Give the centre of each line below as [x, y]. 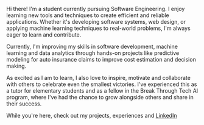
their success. [24, 104]
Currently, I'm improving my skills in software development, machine [92, 46]
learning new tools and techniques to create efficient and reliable [88, 15]
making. [16, 66]
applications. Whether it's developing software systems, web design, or [96, 22]
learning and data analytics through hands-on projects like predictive [93, 53]
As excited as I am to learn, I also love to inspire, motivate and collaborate [98, 78]
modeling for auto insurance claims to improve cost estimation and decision [101, 59]
